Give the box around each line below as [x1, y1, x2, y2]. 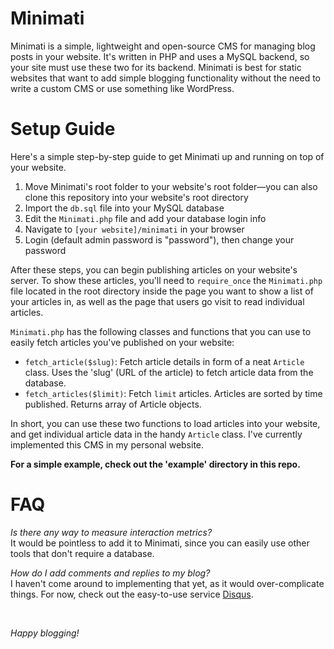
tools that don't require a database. [10, 547, 155, 559]
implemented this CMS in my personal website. [10, 438, 205, 451]
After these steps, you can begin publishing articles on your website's [10, 263, 298, 276]
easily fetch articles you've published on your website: [10, 336, 235, 348]
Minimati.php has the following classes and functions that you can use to [10, 325, 312, 337]
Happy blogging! [10, 627, 80, 639]
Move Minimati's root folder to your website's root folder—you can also [24, 180, 318, 192]
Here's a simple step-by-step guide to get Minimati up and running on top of [10, 150, 325, 162]
